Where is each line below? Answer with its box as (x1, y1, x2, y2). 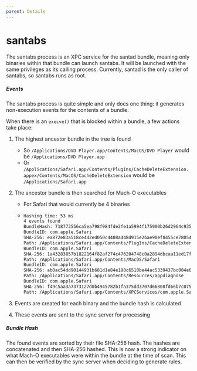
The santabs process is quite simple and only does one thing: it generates (6, 100, 185, 107)
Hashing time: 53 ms (23, 213, 74, 219)
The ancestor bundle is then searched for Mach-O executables (14, 189, 167, 196)
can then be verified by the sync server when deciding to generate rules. (6, 358, 182, 365)
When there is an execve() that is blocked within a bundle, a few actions (6, 118, 180, 125)
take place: (6, 124, 33, 131)
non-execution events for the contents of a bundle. (6, 106, 129, 113)
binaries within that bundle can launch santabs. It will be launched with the (6, 59, 186, 66)
